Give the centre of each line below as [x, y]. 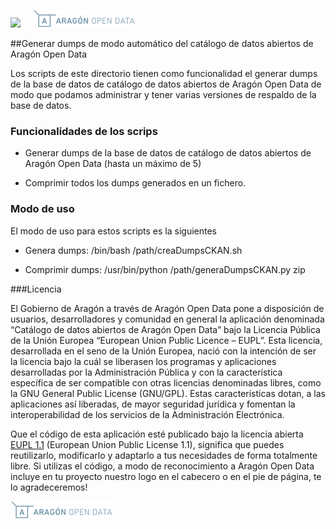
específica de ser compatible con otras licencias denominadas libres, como [166, 382]
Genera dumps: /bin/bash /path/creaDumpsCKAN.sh [133, 250]
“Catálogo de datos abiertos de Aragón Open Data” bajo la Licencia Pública [165, 329]
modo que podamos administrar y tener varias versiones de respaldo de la [163, 94]
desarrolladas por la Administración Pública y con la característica [146, 372]
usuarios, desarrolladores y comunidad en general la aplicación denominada [167, 319]
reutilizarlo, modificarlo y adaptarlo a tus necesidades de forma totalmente [164, 455]
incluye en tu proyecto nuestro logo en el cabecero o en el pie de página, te [166, 476]
